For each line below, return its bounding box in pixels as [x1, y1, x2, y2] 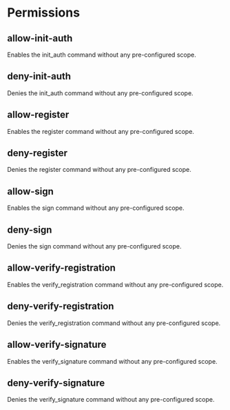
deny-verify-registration [7, 300, 114, 312]
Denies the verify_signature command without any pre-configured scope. [7, 396, 215, 404]
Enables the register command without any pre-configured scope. [7, 127, 195, 135]
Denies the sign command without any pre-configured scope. [7, 242, 182, 251]
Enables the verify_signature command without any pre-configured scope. [7, 357, 218, 365]
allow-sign [7, 185, 54, 197]
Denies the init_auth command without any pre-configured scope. [7, 88, 194, 97]
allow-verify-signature [7, 339, 107, 351]
